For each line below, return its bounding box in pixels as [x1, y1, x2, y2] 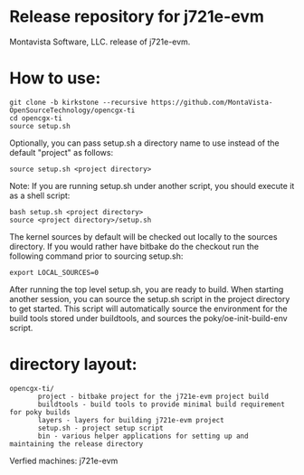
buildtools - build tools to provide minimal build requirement [37, 400, 285, 409]
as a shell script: [9, 190, 71, 201]
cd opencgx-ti [9, 113, 63, 123]
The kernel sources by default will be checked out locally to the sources [9, 231, 278, 242]
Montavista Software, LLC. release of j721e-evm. [9, 36, 191, 47]
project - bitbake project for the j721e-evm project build [37, 392, 270, 401]
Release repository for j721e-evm [9, 6, 265, 27]
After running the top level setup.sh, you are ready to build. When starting [9, 283, 284, 295]
